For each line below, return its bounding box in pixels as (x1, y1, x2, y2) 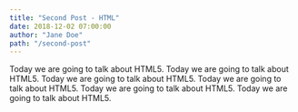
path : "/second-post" (9, 38, 92, 48)
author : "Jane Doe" (9, 30, 84, 39)
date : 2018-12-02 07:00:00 (9, 22, 112, 31)
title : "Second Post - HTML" (9, 13, 120, 23)
